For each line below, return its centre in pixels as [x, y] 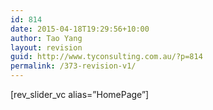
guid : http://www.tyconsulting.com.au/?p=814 [106, 57]
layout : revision [46, 47]
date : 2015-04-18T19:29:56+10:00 [80, 29]
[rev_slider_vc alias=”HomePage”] [80, 94]
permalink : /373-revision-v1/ [73, 66]
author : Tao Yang [46, 38]
